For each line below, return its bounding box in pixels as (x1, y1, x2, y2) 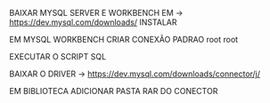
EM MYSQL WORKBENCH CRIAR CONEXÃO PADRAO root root (9, 35, 239, 44)
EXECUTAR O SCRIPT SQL (9, 51, 107, 61)
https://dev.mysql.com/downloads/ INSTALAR (9, 17, 177, 28)
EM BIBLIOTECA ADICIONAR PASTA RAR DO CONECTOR (9, 86, 218, 96)
